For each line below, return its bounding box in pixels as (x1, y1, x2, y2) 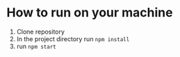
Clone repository (16, 27, 65, 36)
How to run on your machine (6, 5, 173, 21)
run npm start (16, 42, 56, 50)
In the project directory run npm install (16, 34, 130, 43)
